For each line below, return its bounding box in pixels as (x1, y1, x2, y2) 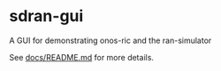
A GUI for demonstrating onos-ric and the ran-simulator (9, 35, 212, 46)
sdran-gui (9, 6, 84, 26)
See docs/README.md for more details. (9, 52, 155, 62)
